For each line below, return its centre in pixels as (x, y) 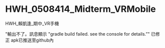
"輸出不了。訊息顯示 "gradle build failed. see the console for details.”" (77, 34)
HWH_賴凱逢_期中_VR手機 (32, 23)
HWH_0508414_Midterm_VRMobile (80, 9)
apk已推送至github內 (32, 40)
